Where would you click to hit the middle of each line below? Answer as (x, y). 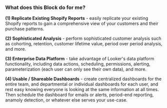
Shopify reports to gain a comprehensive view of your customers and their (82, 23)
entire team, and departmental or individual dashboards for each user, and (82, 84)
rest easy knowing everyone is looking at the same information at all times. (82, 90)
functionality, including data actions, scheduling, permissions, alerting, (78, 64)
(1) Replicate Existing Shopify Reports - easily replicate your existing (77, 18)
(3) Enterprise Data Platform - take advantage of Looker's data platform (80, 59)
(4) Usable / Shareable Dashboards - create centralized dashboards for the (83, 79)
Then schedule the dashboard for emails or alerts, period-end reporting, (79, 95)
